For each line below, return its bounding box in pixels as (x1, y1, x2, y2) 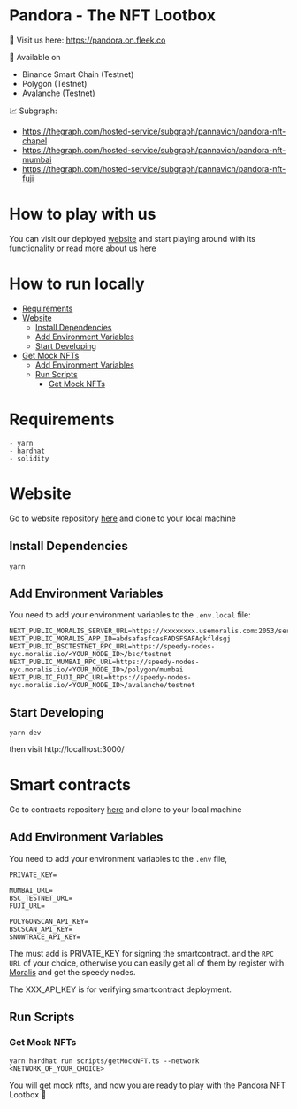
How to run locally (9, 274, 145, 294)
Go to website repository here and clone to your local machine (9, 513, 236, 523)
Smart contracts (9, 775, 131, 795)
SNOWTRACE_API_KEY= (9, 932, 81, 942)
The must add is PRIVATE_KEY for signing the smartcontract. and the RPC (9, 948, 274, 958)
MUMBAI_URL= (9, 886, 53, 895)
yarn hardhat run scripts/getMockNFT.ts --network (9, 1056, 200, 1066)
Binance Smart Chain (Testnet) (21, 68, 134, 80)
